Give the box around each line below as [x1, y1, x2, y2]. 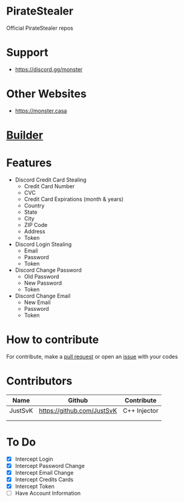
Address [24, 228, 45, 235]
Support [6, 46, 48, 59]
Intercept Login [15, 455, 53, 463]
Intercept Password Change [15, 462, 85, 469]
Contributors [6, 375, 73, 388]
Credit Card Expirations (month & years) [24, 195, 124, 203]
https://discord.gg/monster [15, 66, 83, 73]
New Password [24, 279, 62, 287]
